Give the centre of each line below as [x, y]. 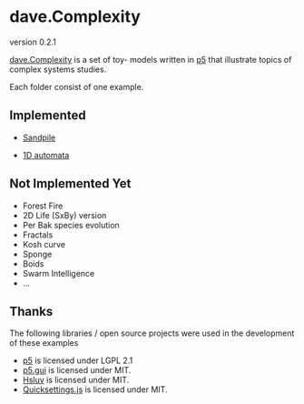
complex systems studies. [58, 69]
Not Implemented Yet [70, 184]
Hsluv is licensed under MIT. [76, 380]
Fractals [38, 235]
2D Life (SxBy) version [64, 215]
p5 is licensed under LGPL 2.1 [78, 360]
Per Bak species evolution [71, 225]
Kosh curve [44, 244]
